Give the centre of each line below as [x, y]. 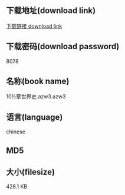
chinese [16, 132]
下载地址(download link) [51, 11]
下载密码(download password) [63, 47]
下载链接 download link [34, 26]
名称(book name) [38, 81]
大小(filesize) [30, 172]
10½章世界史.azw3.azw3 [36, 97]
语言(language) [34, 117]
